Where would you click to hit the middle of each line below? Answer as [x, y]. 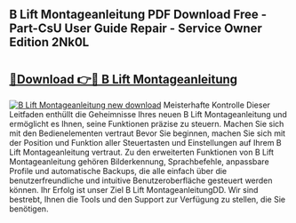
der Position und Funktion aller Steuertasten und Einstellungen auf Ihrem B [145, 143]
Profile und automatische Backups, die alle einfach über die [118, 171]
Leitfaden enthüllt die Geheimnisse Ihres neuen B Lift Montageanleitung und [148, 114]
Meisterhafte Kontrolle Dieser [217, 105]
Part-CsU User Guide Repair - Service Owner [136, 29]
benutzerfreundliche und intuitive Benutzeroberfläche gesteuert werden [141, 180]
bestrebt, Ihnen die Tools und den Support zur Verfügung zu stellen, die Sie [148, 199]
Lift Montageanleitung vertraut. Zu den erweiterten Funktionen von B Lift [141, 152]
